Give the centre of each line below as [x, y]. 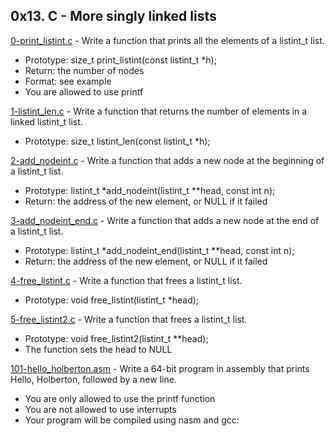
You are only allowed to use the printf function [120, 398]
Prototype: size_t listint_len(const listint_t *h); [117, 141]
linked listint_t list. [46, 121]
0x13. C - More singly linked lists [113, 16]
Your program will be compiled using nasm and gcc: [132, 420]
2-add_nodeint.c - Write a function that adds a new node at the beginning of [167, 160]
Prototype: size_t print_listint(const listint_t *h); [120, 60]
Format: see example [68, 81]
